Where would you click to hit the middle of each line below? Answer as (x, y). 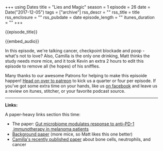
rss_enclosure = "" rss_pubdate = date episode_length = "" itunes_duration (80, 17)
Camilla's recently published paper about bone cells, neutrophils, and (81, 139)
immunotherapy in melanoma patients (51, 129)
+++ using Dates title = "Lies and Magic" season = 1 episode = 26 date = (78, 7)
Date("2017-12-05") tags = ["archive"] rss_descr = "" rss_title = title (72, 12)
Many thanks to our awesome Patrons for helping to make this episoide (76, 75)
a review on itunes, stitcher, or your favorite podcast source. (65, 91)
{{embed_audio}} (22, 41)
